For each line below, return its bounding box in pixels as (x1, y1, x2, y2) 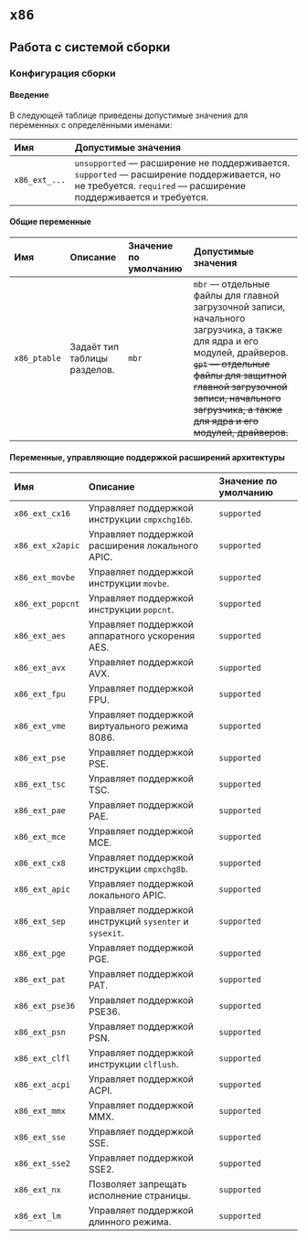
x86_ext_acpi (14, 1080, 71, 1090)
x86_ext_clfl (14, 1054, 71, 1064)
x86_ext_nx (14, 1185, 61, 1195)
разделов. (69, 363, 115, 376)
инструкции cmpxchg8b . (88, 863, 189, 875)
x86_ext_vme (14, 721, 67, 732)
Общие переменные (9, 217, 91, 228)
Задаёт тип (69, 340, 120, 353)
